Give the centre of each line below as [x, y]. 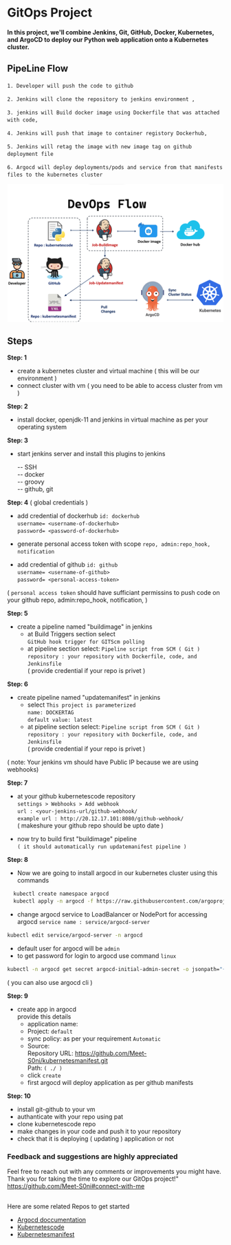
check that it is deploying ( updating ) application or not [95, 1138]
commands [33, 881]
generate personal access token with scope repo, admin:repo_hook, [114, 544]
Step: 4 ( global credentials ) [47, 502]
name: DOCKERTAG [51, 713]
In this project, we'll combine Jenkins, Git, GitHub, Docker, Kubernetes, [111, 32]
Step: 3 [18, 440]
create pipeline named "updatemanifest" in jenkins [89, 698]
